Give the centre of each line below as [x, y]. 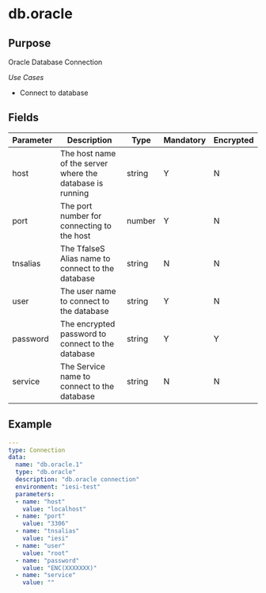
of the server [84, 163]
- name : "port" [40, 516]
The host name [88, 153]
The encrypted [87, 323]
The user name [88, 291]
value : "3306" [46, 524]
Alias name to [85, 258]
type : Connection [37, 450]
